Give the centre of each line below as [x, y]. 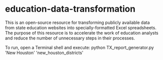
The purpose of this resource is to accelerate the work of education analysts [82, 33]
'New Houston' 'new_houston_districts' [44, 53]
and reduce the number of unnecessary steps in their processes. [70, 38]
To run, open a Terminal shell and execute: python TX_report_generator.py [80, 47]
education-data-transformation [70, 9]
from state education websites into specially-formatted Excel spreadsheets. [81, 27]
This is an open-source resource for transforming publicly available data [77, 22]
